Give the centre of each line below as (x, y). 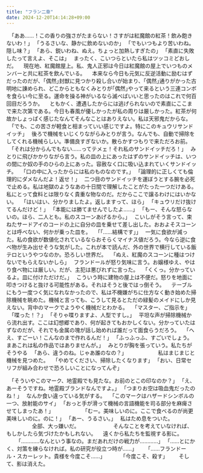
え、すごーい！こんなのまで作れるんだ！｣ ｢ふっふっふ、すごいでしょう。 (99, 337)
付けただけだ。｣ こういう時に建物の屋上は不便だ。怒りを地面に (113, 277)
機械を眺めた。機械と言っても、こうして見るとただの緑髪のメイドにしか (101, 300)
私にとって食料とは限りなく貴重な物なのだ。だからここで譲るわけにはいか (99, 194)
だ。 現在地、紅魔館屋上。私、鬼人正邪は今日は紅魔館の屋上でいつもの (97, 66)
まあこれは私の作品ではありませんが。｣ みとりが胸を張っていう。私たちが (99, 345)
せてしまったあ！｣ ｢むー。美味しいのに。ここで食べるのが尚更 (100, 411)
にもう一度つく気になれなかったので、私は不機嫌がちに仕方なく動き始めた (99, 292)
